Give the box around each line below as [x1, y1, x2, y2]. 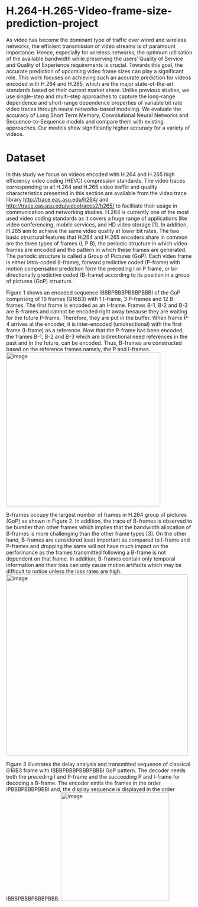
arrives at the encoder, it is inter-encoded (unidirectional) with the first [11, 320, 182, 328]
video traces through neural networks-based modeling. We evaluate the [6, 105, 181, 112]
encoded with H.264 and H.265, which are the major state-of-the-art [6, 80, 174, 87]
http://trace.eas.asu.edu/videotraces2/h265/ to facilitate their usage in [6, 202, 178, 209]
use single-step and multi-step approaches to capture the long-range [6, 93, 176, 100]
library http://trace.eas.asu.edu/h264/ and [6, 196, 109, 203]
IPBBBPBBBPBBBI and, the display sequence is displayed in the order [6, 785, 176, 793]
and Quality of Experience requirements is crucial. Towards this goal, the [6, 61, 183, 69]
